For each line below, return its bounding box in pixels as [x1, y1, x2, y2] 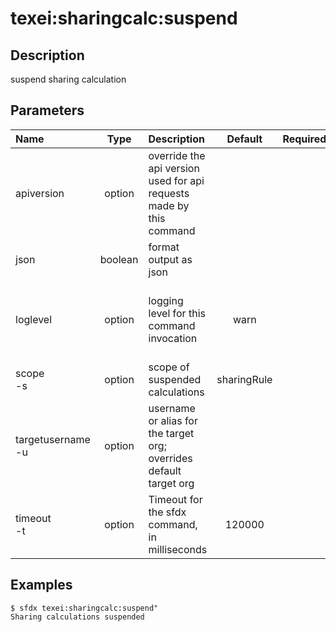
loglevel [15, 312, 53, 326]
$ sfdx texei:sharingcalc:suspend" [10, 603, 159, 613]
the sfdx [148, 505, 187, 519]
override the [148, 148, 206, 162]
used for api [148, 173, 205, 187]
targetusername [15, 432, 91, 446]
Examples [10, 577, 73, 594]
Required [282, 132, 327, 146]
